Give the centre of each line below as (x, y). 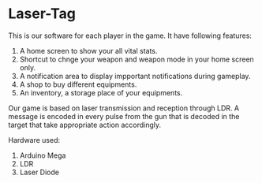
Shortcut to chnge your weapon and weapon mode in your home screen (137, 59)
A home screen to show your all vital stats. (88, 50)
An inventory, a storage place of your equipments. (101, 92)
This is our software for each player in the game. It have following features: (130, 35)
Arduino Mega (43, 155)
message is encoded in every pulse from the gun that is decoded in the (124, 116)
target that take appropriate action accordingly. (85, 125)
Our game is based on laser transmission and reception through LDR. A (124, 108)
